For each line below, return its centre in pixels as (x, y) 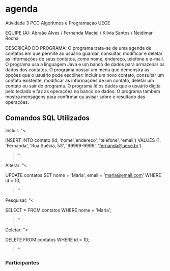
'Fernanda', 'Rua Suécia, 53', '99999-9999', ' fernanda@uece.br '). (74, 145)
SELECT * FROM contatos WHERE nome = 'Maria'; (59, 210)
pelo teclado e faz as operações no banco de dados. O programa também (83, 91)
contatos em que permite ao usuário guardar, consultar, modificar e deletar (84, 53)
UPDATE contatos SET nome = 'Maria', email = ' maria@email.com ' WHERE (83, 175)
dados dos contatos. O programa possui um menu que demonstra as (77, 70)
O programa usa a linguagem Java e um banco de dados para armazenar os (85, 64)
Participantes (22, 262)
